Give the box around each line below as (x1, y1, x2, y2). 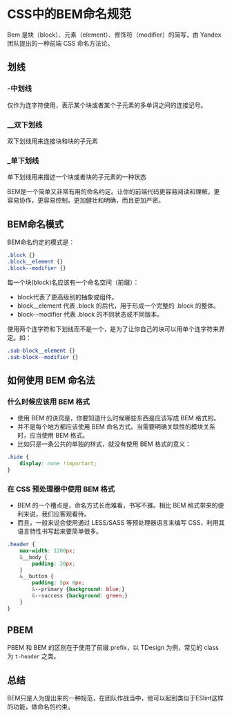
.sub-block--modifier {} (7, 353, 79, 360)
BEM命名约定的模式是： (7, 238, 75, 246)
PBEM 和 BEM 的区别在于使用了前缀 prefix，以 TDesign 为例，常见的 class (7, 644, 219, 652)
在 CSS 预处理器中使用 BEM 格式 (7, 484, 115, 494)
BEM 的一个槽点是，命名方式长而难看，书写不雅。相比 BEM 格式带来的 (17, 501, 219, 510)
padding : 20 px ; (32, 560, 76, 567)
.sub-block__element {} (7, 347, 76, 354)
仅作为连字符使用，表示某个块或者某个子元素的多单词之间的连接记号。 (7, 101, 207, 109)
